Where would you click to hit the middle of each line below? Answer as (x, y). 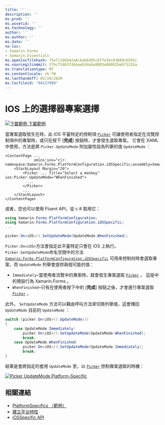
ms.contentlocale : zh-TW (30, 74)
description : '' (22, 14)
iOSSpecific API (28, 417)
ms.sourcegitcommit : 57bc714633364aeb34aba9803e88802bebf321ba (71, 65)
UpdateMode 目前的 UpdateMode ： (38, 310)
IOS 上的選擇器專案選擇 (52, 109)
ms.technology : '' (24, 28)
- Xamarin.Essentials (27, 55)
